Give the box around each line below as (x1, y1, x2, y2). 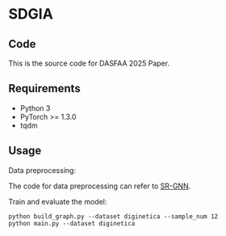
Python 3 (19, 103, 51, 113)
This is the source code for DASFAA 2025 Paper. (8, 58, 170, 68)
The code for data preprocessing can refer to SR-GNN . (8, 181, 191, 191)
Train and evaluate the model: (8, 196, 107, 206)
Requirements (8, 82, 81, 95)
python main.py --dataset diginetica (8, 219, 136, 227)
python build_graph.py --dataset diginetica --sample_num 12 (8, 212, 219, 221)
